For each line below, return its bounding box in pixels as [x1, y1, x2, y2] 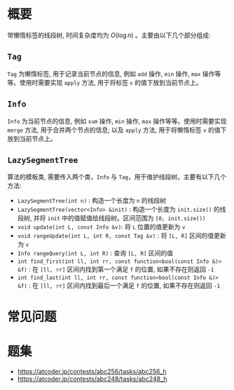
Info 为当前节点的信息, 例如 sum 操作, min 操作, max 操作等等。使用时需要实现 [7, 116, 227, 125]
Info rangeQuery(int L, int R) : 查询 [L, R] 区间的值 [17, 249, 174, 257]
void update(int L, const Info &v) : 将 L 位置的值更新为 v [17, 222, 186, 231]
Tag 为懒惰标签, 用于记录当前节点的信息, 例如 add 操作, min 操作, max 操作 [7, 69, 215, 78]
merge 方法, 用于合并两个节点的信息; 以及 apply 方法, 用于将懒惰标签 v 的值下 [7, 126, 227, 134]
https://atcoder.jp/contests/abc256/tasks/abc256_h [17, 367, 167, 375]
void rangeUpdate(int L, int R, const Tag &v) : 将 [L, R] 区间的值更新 [17, 231, 226, 240]
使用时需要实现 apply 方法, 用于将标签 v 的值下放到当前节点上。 [19, 78, 202, 86]
